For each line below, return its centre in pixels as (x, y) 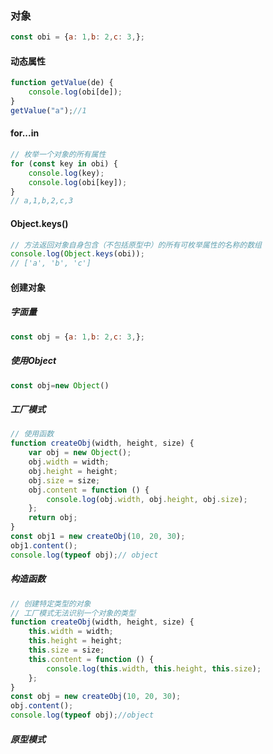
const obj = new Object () (60, 385)
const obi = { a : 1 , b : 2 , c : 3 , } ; (78, 37)
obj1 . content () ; (44, 545)
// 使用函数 (32, 434)
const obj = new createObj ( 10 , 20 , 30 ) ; (96, 697)
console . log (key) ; (66, 173)
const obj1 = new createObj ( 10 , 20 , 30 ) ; (98, 537)
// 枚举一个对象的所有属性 (58, 155)
